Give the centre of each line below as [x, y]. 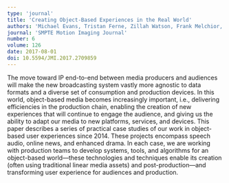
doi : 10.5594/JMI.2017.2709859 [52, 58]
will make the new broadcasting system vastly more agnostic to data [104, 85]
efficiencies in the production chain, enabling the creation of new [99, 106]
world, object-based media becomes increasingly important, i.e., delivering [113, 99]
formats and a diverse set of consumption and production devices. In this [111, 92]
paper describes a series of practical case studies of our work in [99, 128]
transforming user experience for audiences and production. [93, 172]
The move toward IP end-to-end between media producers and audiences [112, 77]
